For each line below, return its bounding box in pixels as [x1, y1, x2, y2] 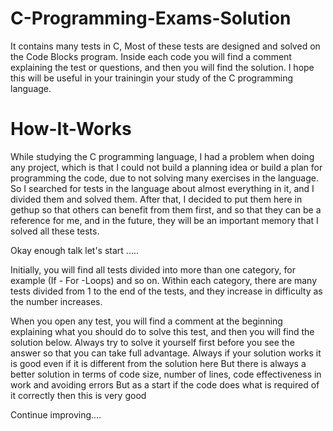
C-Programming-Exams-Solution [10, 7, 292, 30]
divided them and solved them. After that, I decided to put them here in [10, 193, 303, 205]
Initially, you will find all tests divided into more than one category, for [10, 263, 296, 276]
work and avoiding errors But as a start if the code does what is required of [10, 378, 320, 391]
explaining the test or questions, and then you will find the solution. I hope [10, 61, 315, 73]
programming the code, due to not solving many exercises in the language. [10, 172, 319, 184]
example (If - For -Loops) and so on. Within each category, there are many [10, 274, 318, 286]
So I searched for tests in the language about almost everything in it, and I [10, 182, 315, 194]
